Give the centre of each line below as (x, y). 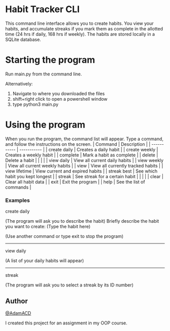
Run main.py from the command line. (44, 74)
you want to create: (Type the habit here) (48, 227)
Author (16, 301)
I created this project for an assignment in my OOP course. (66, 323)
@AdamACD (18, 313)
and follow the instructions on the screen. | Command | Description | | (78, 144)
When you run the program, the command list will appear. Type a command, (84, 139)
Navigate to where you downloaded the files (59, 93)
